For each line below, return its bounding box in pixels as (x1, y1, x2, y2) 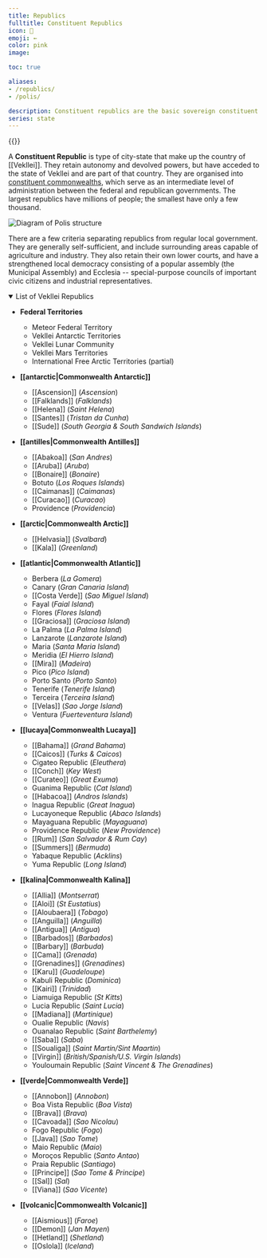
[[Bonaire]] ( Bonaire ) (31, 469, 100, 480)
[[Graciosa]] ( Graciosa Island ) (31, 616, 131, 626)
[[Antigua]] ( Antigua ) (31, 925, 101, 934)
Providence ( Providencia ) (31, 504, 116, 513)
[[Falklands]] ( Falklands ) (31, 396, 113, 406)
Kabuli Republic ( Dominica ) (31, 976, 122, 985)
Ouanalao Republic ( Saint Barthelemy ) (31, 1026, 158, 1036)
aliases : (8, 78, 37, 86)
